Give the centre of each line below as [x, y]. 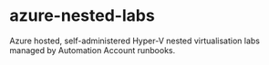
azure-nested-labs [82, 16]
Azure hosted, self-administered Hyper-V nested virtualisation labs [134, 41]
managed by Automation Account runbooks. [93, 50]
